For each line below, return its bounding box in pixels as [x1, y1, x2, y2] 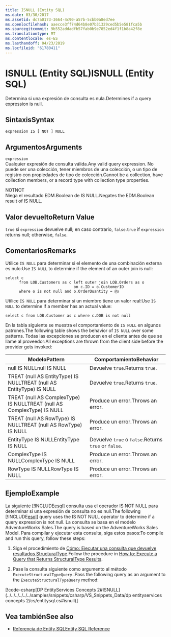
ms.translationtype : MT [5, 31, 56, 36]
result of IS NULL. [5, 198, 43, 204]
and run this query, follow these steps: [5, 535, 85, 541]
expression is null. [5, 101, 43, 107]
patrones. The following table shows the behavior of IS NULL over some [5, 327, 154, 334]
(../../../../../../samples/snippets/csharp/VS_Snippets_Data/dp [5, 592, 131, 598]
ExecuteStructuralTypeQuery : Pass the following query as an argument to [12, 571, 166, 577]
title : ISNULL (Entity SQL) [5, 7, 65, 13]
